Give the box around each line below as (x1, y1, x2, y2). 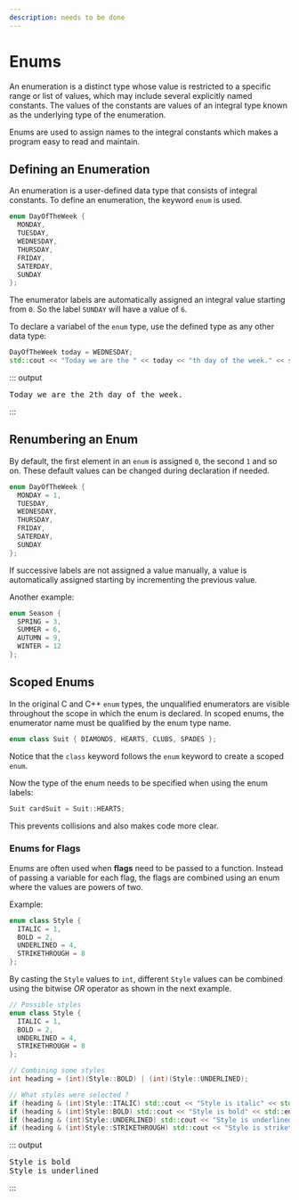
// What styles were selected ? (9, 1090, 129, 1099)
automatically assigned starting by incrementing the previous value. (9, 574, 258, 584)
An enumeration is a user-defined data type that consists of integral (9, 185, 258, 196)
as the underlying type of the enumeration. (9, 109, 166, 120)
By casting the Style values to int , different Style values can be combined (9, 974, 283, 984)
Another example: (9, 592, 75, 602)
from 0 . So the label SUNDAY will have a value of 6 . (9, 304, 188, 314)
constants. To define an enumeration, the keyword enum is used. (9, 195, 243, 206)
